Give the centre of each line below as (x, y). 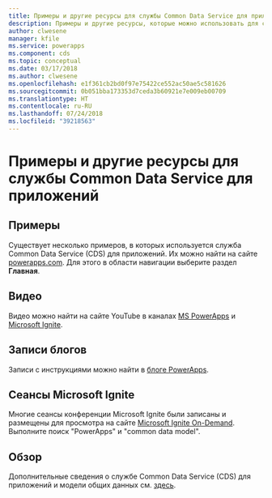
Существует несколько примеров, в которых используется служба (125, 245)
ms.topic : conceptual (45, 62)
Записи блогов (48, 350)
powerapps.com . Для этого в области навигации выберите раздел (123, 262)
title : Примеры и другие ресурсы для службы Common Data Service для (128, 16)
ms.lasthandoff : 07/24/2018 (56, 114)
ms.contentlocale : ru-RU (50, 106)
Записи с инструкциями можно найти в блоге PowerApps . (108, 369)
